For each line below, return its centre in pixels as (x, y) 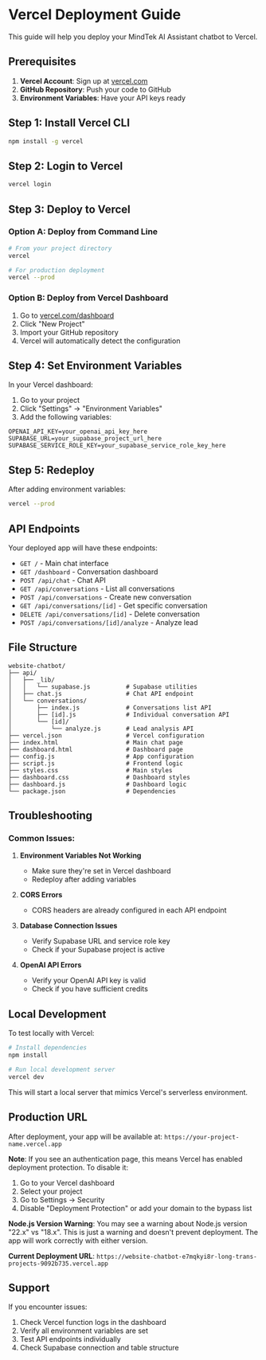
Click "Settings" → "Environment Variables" (91, 408)
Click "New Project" (52, 323)
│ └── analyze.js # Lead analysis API (101, 729)
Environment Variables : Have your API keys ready (102, 98)
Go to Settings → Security (62, 1199)
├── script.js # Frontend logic (96, 763)
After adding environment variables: (67, 489)
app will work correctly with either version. (78, 1241)
